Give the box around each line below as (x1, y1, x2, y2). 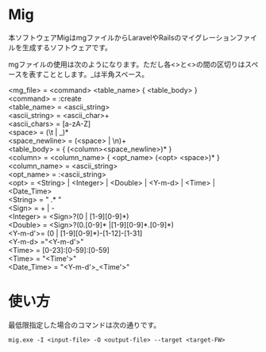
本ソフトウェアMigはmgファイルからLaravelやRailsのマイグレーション (8, 33, 237, 42)
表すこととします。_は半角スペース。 (29, 69, 149, 78)
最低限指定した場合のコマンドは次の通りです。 (8, 319, 161, 330)
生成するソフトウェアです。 (21, 42, 113, 52)
